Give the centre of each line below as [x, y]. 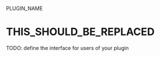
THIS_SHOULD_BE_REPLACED [80, 32]
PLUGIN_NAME [25, 8]
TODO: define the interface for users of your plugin [67, 48]
